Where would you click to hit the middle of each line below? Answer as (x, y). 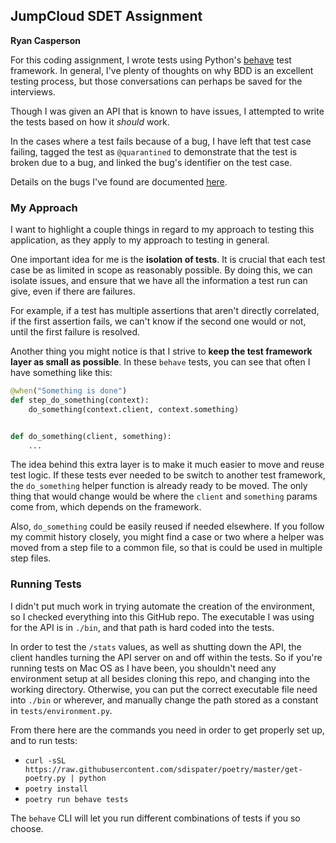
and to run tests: (44, 740)
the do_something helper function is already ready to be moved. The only (159, 486)
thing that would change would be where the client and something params (164, 496)
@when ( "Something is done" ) (69, 391)
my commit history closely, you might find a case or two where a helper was (167, 537)
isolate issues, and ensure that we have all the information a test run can (159, 281)
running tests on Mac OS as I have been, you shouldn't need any (143, 668)
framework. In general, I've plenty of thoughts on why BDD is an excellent (162, 70)
